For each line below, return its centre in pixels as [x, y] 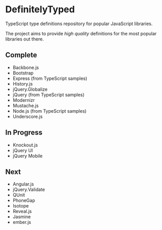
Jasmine [22, 217]
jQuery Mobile [28, 156]
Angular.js [23, 184]
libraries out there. [25, 39]
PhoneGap [24, 200]
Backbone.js [26, 67]
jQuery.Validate [29, 190]
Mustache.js [26, 106]
